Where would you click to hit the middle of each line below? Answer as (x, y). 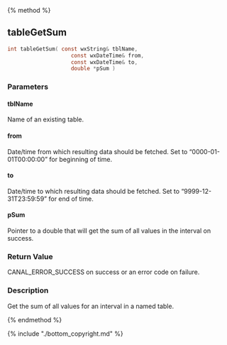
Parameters (28, 87)
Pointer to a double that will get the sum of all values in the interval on (109, 231)
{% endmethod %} (35, 319)
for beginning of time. (81, 159)
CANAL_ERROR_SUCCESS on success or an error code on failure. (104, 272)
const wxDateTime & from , (107, 55)
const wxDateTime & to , (104, 62)
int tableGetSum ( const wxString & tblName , (73, 49)
